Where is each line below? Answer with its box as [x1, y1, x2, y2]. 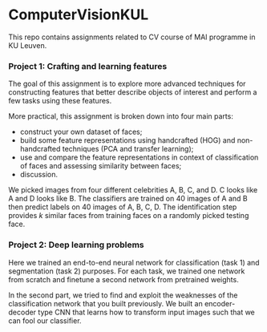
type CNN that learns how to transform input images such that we [38, 307, 255, 317]
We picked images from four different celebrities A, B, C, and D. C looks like [8, 185, 258, 195]
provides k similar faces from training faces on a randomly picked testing [8, 211, 249, 221]
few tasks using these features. [8, 96, 112, 106]
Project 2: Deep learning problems [8, 239, 144, 250]
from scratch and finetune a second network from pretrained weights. [8, 274, 239, 284]
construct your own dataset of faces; [19, 127, 143, 137]
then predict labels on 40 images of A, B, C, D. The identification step [8, 202, 237, 212]
